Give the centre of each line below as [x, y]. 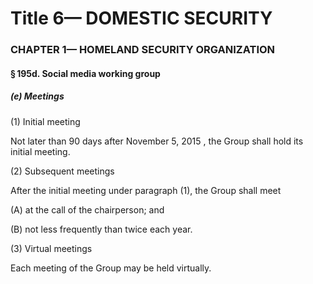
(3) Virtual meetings [51, 248]
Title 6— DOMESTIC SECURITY [141, 18]
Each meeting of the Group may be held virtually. [111, 268]
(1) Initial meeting [45, 121]
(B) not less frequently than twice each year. [101, 229]
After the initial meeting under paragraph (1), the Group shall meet [146, 190]
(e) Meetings [37, 96]
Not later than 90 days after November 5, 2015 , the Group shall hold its [157, 141]
